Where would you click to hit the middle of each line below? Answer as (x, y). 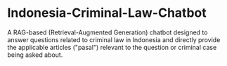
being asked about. (35, 55)
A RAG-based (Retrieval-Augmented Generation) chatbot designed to (108, 32)
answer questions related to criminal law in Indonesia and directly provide (114, 39)
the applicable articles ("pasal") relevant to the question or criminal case (112, 47)
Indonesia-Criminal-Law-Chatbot (107, 13)
